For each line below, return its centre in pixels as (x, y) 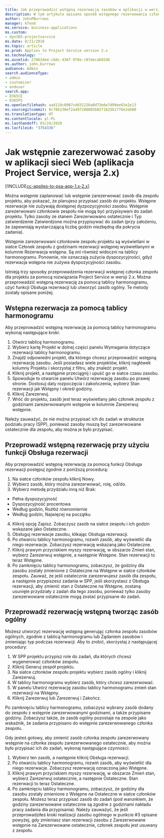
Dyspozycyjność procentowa (41, 504)
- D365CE (14, 96)
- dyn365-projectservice (30, 37)
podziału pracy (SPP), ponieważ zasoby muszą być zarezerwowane (73, 424)
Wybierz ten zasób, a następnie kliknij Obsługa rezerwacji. (71, 757)
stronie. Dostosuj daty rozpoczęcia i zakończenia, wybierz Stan (76, 384)
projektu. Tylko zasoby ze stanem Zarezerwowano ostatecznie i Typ (73, 217)
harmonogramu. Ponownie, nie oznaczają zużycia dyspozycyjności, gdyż (79, 257)
